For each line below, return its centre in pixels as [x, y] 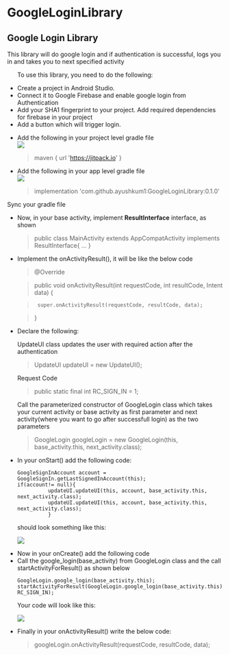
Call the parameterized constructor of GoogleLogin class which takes [115, 404]
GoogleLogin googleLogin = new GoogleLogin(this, [106, 440]
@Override [49, 272]
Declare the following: [48, 331]
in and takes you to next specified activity [66, 62]
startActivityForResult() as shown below [73, 568]
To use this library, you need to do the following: [85, 75]
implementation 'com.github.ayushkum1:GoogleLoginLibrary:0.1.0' [127, 191]
